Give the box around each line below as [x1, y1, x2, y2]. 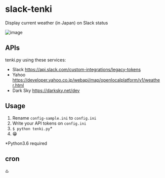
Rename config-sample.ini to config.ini [12, 115, 97, 121]
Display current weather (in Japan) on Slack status [5, 20, 108, 26]
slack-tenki [5, 3, 52, 15]
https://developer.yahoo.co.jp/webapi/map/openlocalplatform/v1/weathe [12, 77, 160, 83]
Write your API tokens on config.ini [12, 120, 86, 126]
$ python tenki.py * [12, 125, 53, 132]
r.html [12, 82, 24, 88]
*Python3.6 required [5, 140, 47, 146]
